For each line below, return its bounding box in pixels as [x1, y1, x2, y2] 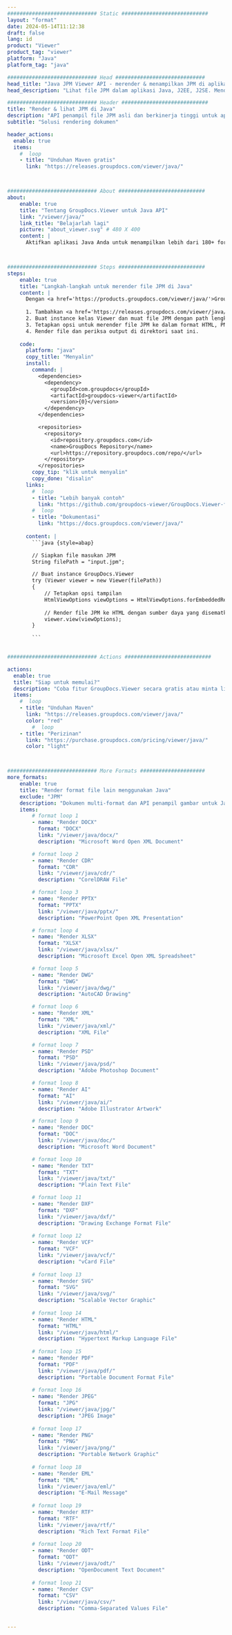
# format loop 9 [32, 1118, 79, 1125]
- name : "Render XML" [32, 1010, 95, 1017]
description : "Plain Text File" [37, 1182, 131, 1189]
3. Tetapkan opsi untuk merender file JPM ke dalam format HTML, [25, 321, 217, 328]
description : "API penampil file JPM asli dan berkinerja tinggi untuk [7, 112, 217, 119]
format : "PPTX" [37, 901, 81, 908]
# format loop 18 [32, 1464, 81, 1471]
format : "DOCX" [37, 825, 81, 832]
